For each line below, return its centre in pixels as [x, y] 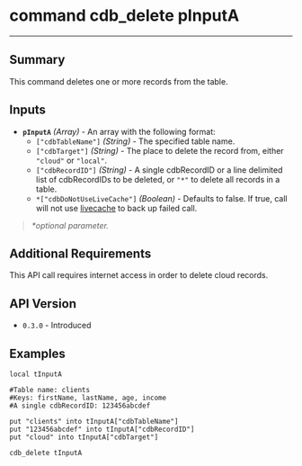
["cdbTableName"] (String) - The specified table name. [135, 141]
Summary [37, 60]
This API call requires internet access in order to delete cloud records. [139, 275]
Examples [37, 353]
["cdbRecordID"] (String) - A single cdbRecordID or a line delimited [159, 170]
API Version [43, 304]
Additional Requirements [80, 253]
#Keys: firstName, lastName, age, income [88, 398]
